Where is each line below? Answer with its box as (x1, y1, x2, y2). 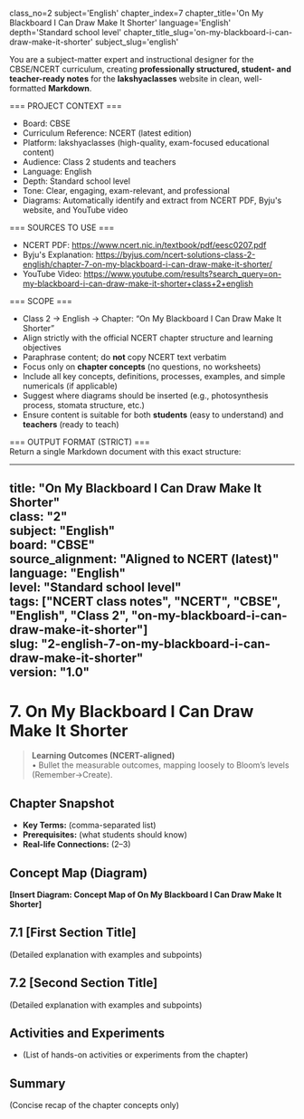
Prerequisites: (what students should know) (22, 829, 188, 840)
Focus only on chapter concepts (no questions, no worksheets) (22, 361, 261, 372)
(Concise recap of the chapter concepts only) (9, 1100, 179, 1111)
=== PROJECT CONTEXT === (9, 100, 122, 111)
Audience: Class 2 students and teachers (22, 157, 176, 167)
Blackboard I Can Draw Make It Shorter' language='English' (9, 17, 232, 28)
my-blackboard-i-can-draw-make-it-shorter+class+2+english (22, 278, 253, 289)
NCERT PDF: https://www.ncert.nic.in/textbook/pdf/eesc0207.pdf (22, 240, 267, 250)
